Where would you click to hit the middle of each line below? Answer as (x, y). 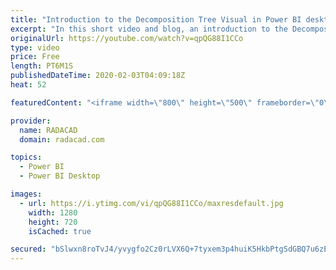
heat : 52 (28, 85)
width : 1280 (53, 212)
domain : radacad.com (62, 139)
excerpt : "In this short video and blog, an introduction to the (149, 29)
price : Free (35, 57)
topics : (26, 157)
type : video (35, 47)
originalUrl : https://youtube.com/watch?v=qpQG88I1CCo (127, 38)
